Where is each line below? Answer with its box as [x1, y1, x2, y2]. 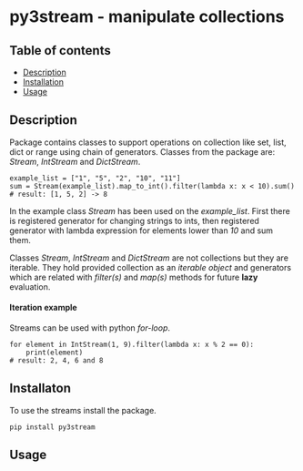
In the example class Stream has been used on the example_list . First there [9, 205, 291, 216]
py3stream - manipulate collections [9, 6, 285, 27]
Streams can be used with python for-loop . [9, 323, 171, 333]
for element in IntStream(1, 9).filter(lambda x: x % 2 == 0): [9, 340, 255, 350]
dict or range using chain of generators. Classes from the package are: [9, 146, 276, 157]
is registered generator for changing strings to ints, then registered [9, 215, 259, 226]
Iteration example [9, 302, 77, 313]
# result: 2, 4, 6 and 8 [9, 356, 104, 365]
